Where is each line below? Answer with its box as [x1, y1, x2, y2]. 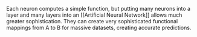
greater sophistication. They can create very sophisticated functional [6, 18, 178, 24]
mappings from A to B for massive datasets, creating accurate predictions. [6, 24, 192, 31]
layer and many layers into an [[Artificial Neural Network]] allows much [6, 11, 182, 18]
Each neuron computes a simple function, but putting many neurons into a [6, 5, 191, 12]
